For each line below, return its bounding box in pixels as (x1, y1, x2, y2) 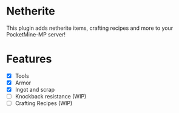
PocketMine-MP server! (6, 30, 66, 38)
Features (6, 52, 52, 66)
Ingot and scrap (15, 86, 55, 93)
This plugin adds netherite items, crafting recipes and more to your (6, 24, 174, 32)
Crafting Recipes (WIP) (15, 100, 73, 107)
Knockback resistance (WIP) (15, 93, 87, 100)
